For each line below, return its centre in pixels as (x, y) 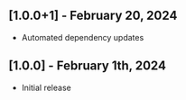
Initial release (46, 87)
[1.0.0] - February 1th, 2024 (87, 66)
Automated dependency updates (83, 37)
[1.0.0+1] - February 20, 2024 (93, 16)
